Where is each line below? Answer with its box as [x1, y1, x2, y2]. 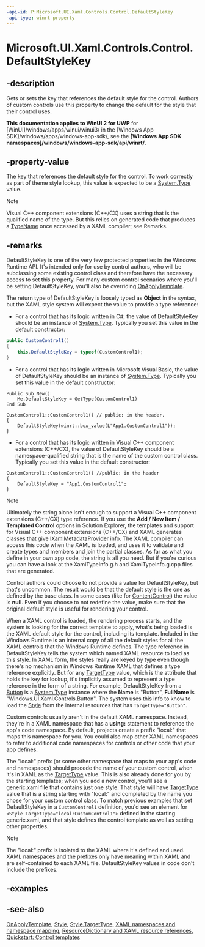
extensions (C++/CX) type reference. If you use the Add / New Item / [6, 515, 180, 522]
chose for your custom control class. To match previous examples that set [6, 797, 192, 804]
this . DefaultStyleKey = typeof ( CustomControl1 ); [17, 349, 143, 355]
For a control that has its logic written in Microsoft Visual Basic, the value [15, 365, 198, 373]
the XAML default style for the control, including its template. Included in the [6, 629, 198, 637]
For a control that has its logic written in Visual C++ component [15, 439, 174, 446]
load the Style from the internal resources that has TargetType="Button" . [6, 701, 188, 708]
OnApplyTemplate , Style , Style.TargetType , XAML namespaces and [6, 920, 176, 927]
